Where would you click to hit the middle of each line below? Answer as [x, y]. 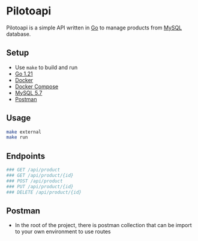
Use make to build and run [46, 67]
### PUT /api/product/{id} [40, 186]
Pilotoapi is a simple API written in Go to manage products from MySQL [94, 28]
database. [19, 34]
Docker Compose [37, 86]
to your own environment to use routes [63, 231]
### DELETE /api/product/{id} [44, 192]
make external [24, 132]
